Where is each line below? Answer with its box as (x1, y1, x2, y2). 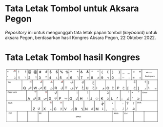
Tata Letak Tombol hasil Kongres (5, 52, 141, 63)
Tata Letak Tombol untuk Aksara (5, 3, 139, 14)
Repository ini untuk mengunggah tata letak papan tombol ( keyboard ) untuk (5, 29, 158, 35)
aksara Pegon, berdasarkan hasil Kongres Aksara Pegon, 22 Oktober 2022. (5, 35, 156, 41)
